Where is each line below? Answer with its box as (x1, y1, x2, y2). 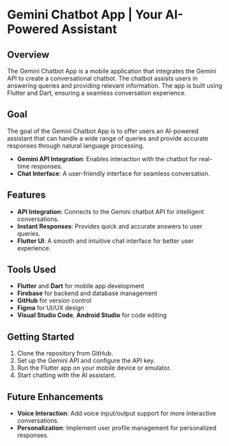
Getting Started (7, 331, 75, 342)
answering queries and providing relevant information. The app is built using (7, 82, 223, 89)
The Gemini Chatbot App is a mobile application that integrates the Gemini (7, 67, 217, 75)
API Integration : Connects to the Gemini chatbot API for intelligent (16, 207, 204, 215)
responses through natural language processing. (7, 141, 145, 150)
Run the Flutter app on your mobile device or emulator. (16, 364, 171, 372)
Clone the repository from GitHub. (16, 349, 113, 357)
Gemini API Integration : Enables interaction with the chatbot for (16, 154, 197, 163)
